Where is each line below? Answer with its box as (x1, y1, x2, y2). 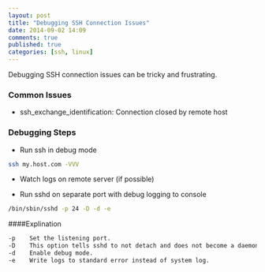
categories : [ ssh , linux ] (8, 48, 93, 56)
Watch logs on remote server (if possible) (19, 174, 155, 184)
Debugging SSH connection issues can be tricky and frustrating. (8, 70, 218, 79)
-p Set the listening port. (8, 234, 111, 243)
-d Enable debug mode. (8, 249, 93, 257)
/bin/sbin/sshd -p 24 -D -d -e (8, 205, 111, 213)
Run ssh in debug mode (19, 145, 97, 155)
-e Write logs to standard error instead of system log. (8, 256, 211, 264)
